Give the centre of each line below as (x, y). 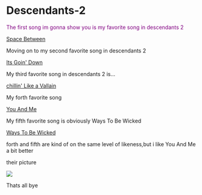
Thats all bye (22, 185)
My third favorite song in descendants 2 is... (61, 74)
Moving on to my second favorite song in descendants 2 (76, 50)
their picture (21, 162)
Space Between (26, 39)
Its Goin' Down (25, 62)
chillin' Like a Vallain (31, 86)
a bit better (20, 150)
